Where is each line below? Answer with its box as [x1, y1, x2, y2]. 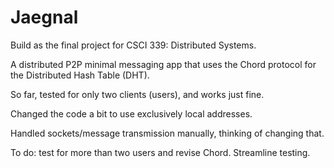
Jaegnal [10, 6, 79, 29]
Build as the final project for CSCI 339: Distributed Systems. [10, 39, 257, 51]
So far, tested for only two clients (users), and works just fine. [10, 88, 265, 100]
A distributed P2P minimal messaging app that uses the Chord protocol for [10, 58, 317, 70]
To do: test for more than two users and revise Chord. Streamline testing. [10, 146, 311, 158]
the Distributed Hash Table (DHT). [10, 69, 150, 81]
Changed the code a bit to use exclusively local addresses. [10, 107, 253, 120]
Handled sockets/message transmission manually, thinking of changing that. [10, 127, 325, 139]
